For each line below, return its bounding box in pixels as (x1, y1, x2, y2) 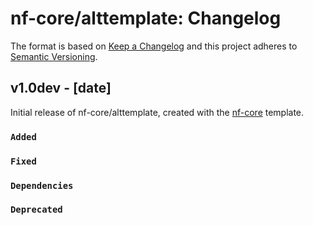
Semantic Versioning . (10, 50, 98, 62)
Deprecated (10, 204, 63, 216)
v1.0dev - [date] (10, 80, 112, 97)
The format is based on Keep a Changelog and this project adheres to (10, 40, 298, 52)
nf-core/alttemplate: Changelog (10, 7, 282, 30)
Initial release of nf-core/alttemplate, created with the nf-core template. (10, 106, 305, 118)
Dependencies (10, 180, 74, 191)
